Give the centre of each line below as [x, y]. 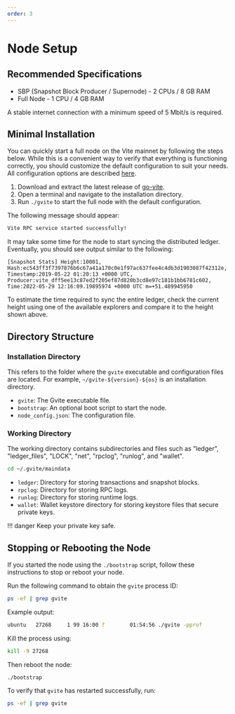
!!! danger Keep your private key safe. [61, 526]
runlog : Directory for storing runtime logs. [78, 497]
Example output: [31, 612]
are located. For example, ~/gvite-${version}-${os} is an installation [107, 379]
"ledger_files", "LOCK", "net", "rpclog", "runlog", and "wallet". [96, 456]
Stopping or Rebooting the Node [79, 548]
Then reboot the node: [40, 664]
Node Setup [42, 48]
